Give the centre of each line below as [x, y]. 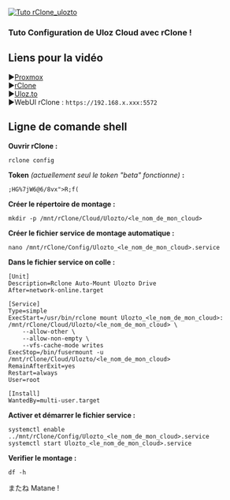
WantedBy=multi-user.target [54, 400]
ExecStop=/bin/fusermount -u [56, 352]
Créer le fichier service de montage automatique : [91, 233]
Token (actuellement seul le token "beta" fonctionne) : [96, 175]
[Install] [24, 394]
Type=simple [28, 311]
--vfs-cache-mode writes [63, 345]
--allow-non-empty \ [56, 339]
